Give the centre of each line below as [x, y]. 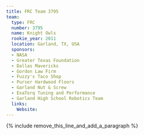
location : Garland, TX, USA [46, 44]
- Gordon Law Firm [34, 71]
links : [19, 104]
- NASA [19, 55]
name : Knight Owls [34, 33]
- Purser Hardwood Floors [43, 82]
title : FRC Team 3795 [32, 11]
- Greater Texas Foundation [46, 60]
